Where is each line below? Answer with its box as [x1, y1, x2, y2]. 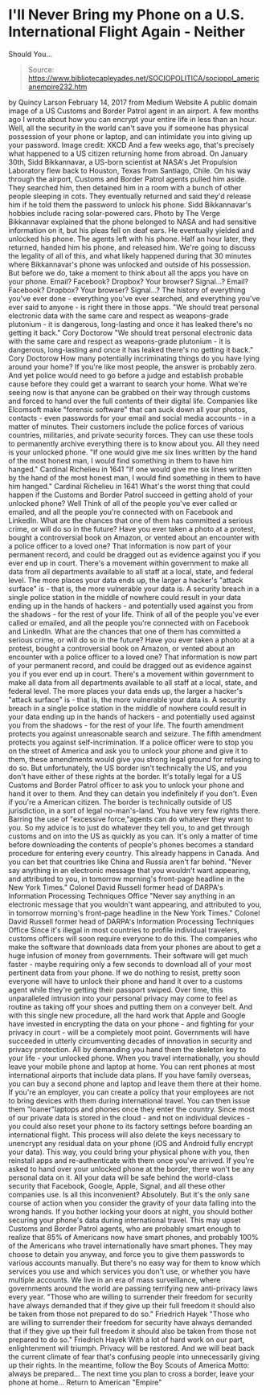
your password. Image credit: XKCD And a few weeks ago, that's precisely [8, 140, 255, 149]
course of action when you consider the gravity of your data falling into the [8, 1198, 256, 1208]
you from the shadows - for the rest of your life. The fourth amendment [8, 720, 244, 730]
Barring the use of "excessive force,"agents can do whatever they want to [8, 814, 253, 824]
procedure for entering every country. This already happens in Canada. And [8, 848, 260, 858]
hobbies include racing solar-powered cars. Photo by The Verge [8, 208, 221, 218]
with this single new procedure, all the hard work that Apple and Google [8, 1010, 246, 1020]
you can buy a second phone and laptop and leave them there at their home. [8, 1079, 262, 1088]
